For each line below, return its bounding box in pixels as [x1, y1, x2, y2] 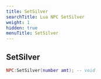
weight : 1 [6, 19, 30, 25]
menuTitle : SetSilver [6, 30, 59, 36]
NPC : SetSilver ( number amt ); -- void [6, 67, 95, 73]
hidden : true [6, 25, 38, 31]
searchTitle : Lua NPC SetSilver [6, 14, 85, 20]
